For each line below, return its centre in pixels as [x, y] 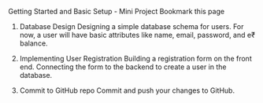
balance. [34, 43]
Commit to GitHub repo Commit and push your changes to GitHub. [127, 90]
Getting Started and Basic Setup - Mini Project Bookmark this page [117, 11]
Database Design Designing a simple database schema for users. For [131, 26]
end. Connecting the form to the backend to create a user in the [123, 67]
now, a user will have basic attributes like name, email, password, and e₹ [137, 35]
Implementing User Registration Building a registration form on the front [135, 59]
